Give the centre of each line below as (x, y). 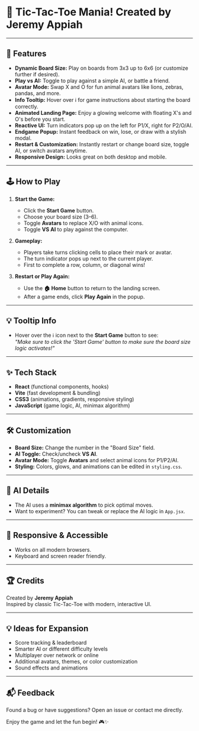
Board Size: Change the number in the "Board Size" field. (85, 447)
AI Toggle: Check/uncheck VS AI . (56, 454)
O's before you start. (40, 119)
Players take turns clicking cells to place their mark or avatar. (98, 252)
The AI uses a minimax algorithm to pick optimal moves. (84, 505)
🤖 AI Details (28, 491)
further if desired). (37, 74)
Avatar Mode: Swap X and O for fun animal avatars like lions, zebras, (99, 87)
